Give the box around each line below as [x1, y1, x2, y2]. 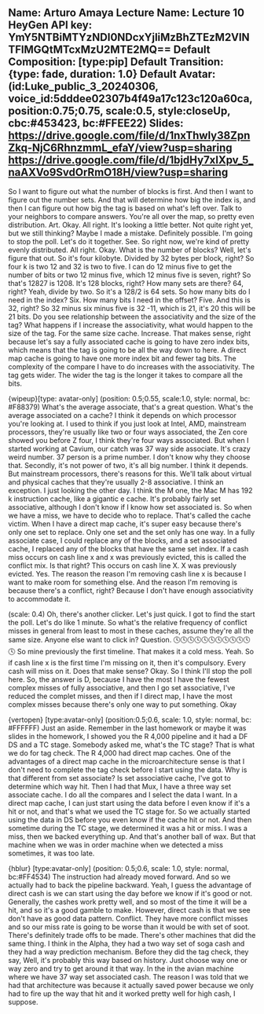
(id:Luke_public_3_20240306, [8, 80, 159, 93]
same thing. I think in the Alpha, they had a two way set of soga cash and [8, 939, 245, 948]
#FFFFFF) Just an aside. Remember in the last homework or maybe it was [8, 723, 247, 733]
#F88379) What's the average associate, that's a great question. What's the [8, 402, 254, 412]
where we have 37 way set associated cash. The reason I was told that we [8, 972, 249, 981]
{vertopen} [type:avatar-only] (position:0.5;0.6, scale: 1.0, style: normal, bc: [8, 715, 251, 724]
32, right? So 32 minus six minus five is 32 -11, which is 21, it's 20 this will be [8, 303, 256, 313]
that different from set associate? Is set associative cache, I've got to [8, 773, 232, 782]
